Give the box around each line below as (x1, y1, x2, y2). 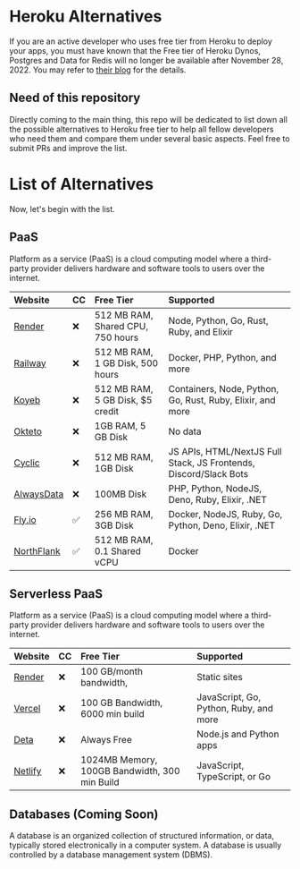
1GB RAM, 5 (94, 419, 146, 431)
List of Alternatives (9, 174, 154, 194)
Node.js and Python (196, 728, 279, 740)
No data (168, 425, 203, 438)
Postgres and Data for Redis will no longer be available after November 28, (9, 55, 284, 65)
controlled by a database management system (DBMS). (9, 849, 212, 860)
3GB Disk (94, 519, 134, 532)
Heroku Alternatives (9, 6, 162, 27)
